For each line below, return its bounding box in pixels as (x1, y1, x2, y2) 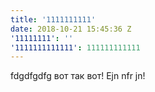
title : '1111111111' (10, 14, 97, 25)
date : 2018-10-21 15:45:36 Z (10, 24, 132, 34)
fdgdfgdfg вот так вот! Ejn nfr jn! (10, 70, 146, 82)
